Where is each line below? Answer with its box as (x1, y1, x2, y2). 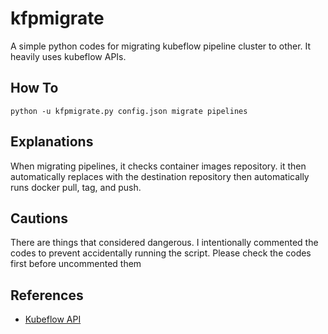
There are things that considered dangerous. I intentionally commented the (10, 237, 319, 249)
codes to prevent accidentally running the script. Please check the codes (10, 247, 312, 259)
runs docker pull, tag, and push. (10, 181, 142, 193)
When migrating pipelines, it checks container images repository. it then (10, 160, 307, 172)
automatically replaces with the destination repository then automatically (10, 170, 310, 182)
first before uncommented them (10, 258, 142, 270)
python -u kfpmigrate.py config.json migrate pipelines (10, 106, 248, 116)
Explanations (10, 133, 94, 151)
